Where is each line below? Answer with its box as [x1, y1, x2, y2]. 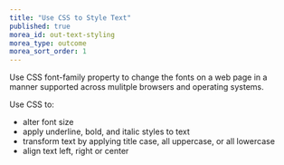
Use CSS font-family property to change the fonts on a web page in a [9, 72, 268, 82]
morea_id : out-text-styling [9, 30, 116, 39]
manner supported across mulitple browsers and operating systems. [9, 82, 264, 92]
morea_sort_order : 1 [9, 47, 88, 56]
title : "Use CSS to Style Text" [9, 13, 131, 23]
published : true [9, 22, 71, 31]
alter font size [22, 117, 74, 128]
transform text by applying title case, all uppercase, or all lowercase [22, 136, 276, 147]
